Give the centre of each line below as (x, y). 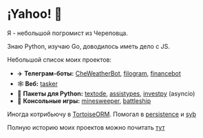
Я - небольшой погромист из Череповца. (68, 33)
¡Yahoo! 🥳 (35, 14)
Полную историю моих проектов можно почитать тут (86, 127)
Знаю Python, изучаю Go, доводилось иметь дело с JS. (89, 46)
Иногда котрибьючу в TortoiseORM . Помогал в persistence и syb (102, 114)
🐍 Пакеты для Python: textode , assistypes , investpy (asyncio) (106, 93)
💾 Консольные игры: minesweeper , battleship (84, 101)
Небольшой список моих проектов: (60, 59)
